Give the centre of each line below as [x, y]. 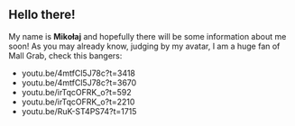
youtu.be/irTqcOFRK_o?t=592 [76, 92]
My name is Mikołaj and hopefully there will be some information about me [147, 36]
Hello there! [42, 15]
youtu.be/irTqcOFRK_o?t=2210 [78, 102]
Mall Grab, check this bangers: [65, 55]
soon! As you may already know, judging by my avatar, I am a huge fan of [144, 46]
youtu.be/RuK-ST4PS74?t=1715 [79, 111]
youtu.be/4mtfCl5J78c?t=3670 [79, 82]
